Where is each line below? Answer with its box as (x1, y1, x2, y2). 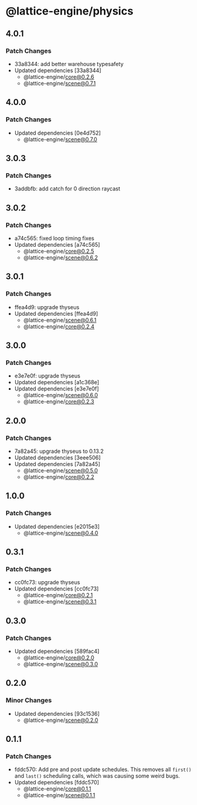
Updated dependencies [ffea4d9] (14, 310, 98, 317)
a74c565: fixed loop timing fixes (14, 235, 95, 242)
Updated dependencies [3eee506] (14, 454, 101, 461)
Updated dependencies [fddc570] (14, 779, 99, 786)
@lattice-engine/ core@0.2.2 (23, 473, 95, 480)
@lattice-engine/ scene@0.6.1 (23, 316, 97, 324)
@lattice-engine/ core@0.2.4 (23, 322, 95, 330)
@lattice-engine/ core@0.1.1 (23, 785, 92, 792)
